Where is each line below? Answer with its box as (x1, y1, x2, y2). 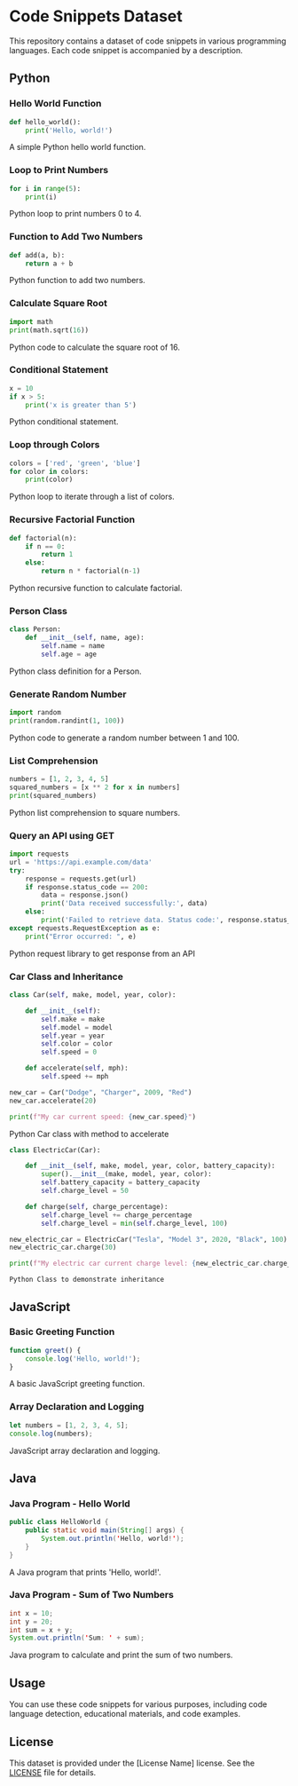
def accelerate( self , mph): (25, 1063, 129, 1073)
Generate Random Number (9, 688, 127, 700)
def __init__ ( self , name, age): (25, 633, 145, 643)
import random (9, 708, 62, 717)
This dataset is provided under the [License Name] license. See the (9, 1758, 255, 1768)
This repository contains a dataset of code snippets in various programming (9, 36, 286, 46)
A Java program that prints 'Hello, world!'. (9, 1567, 161, 1577)
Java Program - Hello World (9, 1498, 130, 1510)
